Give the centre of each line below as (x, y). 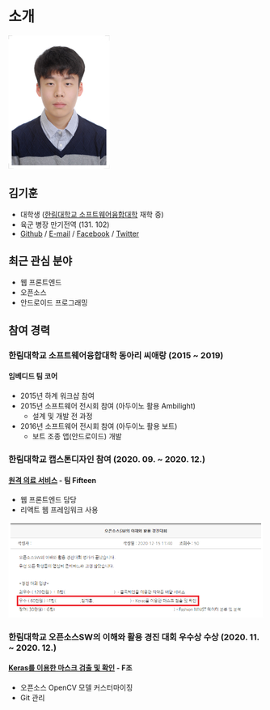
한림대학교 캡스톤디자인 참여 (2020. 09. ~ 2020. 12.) (107, 459)
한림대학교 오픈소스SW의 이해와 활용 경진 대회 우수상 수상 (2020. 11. (134, 637)
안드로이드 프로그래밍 (54, 302)
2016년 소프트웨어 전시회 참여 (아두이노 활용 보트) (99, 426)
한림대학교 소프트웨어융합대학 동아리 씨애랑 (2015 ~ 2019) (116, 355)
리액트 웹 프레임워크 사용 (59, 510)
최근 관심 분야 (40, 261)
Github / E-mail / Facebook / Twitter (80, 233)
